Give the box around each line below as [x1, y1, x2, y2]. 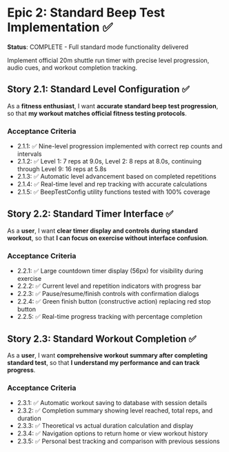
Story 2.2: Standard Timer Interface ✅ [7, 208, 174, 220]
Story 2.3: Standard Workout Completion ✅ [7, 333, 197, 344]
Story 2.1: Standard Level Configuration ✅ [7, 83, 190, 95]
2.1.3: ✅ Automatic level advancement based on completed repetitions [17, 173, 217, 181]
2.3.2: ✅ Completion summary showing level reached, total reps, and [17, 406, 213, 415]
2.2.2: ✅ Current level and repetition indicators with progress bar [17, 282, 201, 291]
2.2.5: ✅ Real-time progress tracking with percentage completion [17, 313, 203, 321]
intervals [17, 150, 42, 158]
